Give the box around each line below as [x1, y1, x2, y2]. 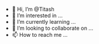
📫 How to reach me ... [11, 32, 68, 38]
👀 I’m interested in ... [11, 12, 63, 19]
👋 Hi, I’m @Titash [11, 6, 55, 12]
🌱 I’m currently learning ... [11, 18, 76, 25]
